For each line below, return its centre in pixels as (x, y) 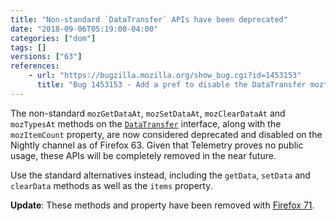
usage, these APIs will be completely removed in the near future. (143, 155)
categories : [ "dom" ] (53, 38)
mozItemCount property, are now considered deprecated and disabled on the (166, 134)
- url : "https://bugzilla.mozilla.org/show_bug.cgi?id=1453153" (165, 76)
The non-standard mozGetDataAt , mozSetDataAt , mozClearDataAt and (148, 113)
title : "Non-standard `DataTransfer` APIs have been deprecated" (149, 19)
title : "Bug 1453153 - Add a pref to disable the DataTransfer (171, 85)
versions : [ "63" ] (46, 57)
